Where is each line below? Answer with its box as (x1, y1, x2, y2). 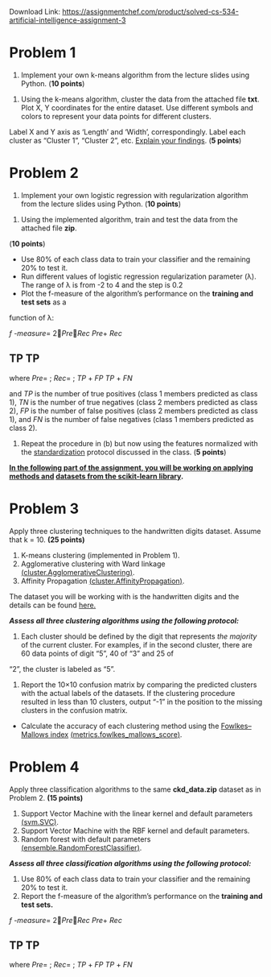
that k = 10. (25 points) (9, 535, 85, 544)
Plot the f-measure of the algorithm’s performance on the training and (20, 288, 254, 298)
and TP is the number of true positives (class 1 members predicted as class (9, 388, 258, 398)
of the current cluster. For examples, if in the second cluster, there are (20, 640, 253, 649)
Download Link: (9, 7, 61, 16)
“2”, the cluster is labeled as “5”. (9, 664, 116, 673)
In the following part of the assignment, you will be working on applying (9, 462, 254, 472)
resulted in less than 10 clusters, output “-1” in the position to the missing (20, 697, 263, 706)
